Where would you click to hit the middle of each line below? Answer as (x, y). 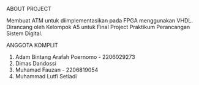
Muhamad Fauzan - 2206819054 (57, 70)
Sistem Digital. (24, 33)
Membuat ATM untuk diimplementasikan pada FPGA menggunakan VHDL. (99, 20)
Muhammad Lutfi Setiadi (46, 76)
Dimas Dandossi (36, 63)
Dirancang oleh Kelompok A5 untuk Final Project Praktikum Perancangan (98, 27)
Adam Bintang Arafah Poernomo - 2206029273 (75, 57)
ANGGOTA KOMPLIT (32, 45)
